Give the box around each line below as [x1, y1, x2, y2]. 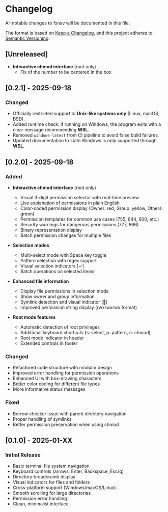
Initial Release [5, 451, 41, 459]
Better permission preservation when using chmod [12, 421, 119, 427]
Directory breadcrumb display [12, 474, 76, 480]
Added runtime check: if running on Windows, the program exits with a [12, 121, 161, 127]
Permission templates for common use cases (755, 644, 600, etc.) [20, 216, 159, 222]
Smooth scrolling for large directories [12, 490, 91, 496]
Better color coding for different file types [12, 381, 100, 387]
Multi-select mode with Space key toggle [20, 252, 107, 258]
